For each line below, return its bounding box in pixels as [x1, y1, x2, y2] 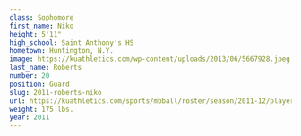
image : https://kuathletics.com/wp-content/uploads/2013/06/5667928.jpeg [9, 55, 291, 64]
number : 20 [9, 72, 50, 81]
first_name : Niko [9, 21, 74, 30]
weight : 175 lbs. [9, 105, 74, 114]
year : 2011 [9, 113, 50, 122]
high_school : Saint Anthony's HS [9, 38, 134, 47]
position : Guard [9, 80, 70, 89]
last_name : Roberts [9, 64, 82, 72]
